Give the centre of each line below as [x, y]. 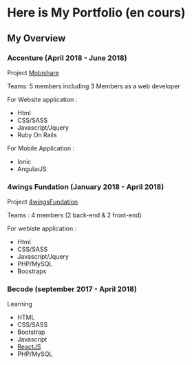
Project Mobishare [33, 72]
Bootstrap [31, 332]
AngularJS [32, 169]
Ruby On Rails [37, 135]
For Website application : [42, 99]
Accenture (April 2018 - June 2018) [67, 58]
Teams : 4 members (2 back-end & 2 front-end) [75, 215]
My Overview [36, 38]
